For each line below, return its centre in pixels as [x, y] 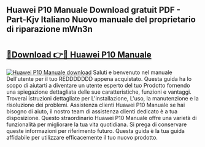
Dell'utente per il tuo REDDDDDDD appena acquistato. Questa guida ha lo [99, 79]
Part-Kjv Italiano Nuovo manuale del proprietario [101, 20]
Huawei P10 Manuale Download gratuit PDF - [94, 10]
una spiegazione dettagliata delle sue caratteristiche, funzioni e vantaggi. [99, 92]
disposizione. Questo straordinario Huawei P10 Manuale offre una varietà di [102, 118]
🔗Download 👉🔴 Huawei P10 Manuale [79, 55]
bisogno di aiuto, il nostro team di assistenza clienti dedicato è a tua [92, 111]
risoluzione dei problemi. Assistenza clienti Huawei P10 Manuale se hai [96, 105]
